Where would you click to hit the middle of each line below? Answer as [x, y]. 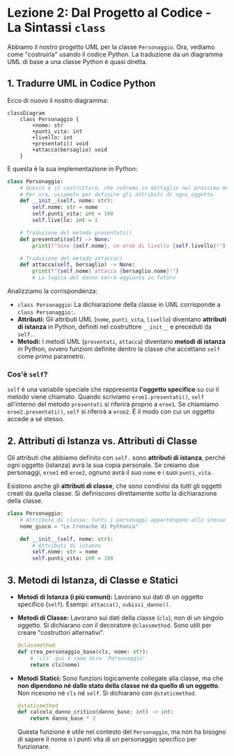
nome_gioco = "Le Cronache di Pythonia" [79, 526]
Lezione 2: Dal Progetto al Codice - [109, 13]
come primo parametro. [51, 356]
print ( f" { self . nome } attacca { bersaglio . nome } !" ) [106, 271]
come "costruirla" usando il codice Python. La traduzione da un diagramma [115, 54]
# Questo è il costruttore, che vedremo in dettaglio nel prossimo [119, 188]
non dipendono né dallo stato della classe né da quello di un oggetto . [119, 685]
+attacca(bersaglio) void [70, 150]
